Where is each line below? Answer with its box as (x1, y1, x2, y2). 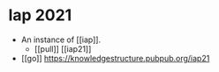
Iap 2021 (8, 5, 72, 25)
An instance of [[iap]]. (20, 34, 102, 45)
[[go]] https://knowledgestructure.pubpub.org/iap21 (20, 53, 210, 63)
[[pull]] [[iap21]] (34, 43, 92, 54)
